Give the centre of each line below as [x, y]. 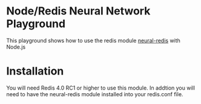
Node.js [16, 47]
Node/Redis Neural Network [78, 11]
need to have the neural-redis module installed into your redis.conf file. [95, 94]
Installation [35, 71]
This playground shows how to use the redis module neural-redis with [93, 40]
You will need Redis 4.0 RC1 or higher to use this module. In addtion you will [101, 88]
